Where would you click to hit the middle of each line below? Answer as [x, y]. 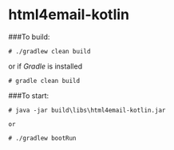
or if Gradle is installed [45, 66]
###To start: [29, 95]
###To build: [29, 37]
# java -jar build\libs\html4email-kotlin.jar [87, 110]
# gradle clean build [44, 81]
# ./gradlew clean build [49, 51]
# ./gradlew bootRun [43, 138]
